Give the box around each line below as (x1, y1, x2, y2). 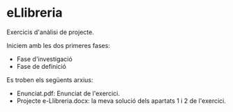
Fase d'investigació (16, 54, 73, 63)
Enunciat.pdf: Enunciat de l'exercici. (16, 89, 120, 97)
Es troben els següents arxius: (6, 75, 93, 84)
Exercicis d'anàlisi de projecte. (6, 28, 95, 36)
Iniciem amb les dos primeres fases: (6, 41, 111, 49)
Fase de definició (16, 62, 67, 70)
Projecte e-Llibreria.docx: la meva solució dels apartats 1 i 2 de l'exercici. (16, 96, 226, 105)
